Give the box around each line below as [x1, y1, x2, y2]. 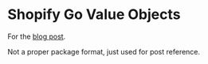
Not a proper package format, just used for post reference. [7, 47, 201, 56]
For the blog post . [7, 32, 66, 41]
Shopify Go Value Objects [7, 6, 181, 24]
